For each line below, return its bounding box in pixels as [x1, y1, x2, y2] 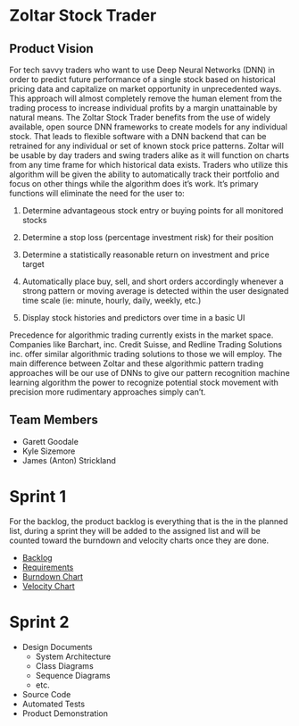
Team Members [9, 413, 98, 428]
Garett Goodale [21, 436, 79, 446]
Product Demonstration [21, 707, 109, 719]
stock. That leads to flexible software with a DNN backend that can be [9, 131, 267, 141]
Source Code [21, 688, 71, 699]
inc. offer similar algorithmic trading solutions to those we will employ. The [9, 349, 283, 359]
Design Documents [21, 641, 93, 652]
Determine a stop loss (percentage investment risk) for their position [21, 232, 274, 242]
